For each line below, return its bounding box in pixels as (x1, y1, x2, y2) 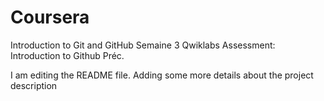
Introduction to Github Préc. (10, 49, 125, 61)
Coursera (10, 6, 90, 29)
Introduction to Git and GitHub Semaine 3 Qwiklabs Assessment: (10, 39, 276, 51)
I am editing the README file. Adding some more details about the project (10, 69, 314, 81)
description (10, 79, 58, 91)
